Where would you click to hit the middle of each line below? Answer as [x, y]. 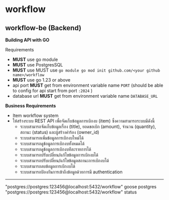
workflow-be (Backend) [43, 28]
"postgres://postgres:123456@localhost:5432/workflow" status [71, 192]
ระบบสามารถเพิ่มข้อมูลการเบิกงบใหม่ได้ [52, 138]
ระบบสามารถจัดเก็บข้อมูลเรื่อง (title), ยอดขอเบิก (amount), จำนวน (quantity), [88, 126]
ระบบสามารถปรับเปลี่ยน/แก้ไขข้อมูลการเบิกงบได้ [59, 155]
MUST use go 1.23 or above [41, 80]
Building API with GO [27, 40]
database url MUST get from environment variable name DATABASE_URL [85, 96]
